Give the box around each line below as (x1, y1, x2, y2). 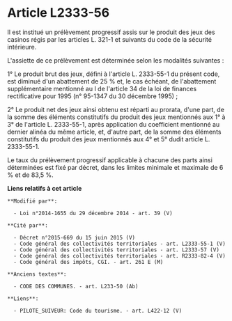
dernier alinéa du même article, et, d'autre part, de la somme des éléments (7, 127, 222, 136)
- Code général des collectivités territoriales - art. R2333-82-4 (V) (13, 252, 226, 259)
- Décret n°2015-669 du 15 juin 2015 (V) (13, 234, 136, 241)
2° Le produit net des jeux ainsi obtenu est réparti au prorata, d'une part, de (7, 105, 225, 113)
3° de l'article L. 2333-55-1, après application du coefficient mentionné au (7, 120, 220, 128)
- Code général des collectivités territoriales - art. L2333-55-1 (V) (13, 240, 226, 247)
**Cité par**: (7, 221, 49, 229)
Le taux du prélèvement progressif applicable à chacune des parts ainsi (7, 155, 212, 164)
